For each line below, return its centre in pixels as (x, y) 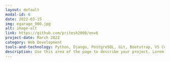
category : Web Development (34, 42)
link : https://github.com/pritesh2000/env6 (52, 33)
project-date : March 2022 (32, 38)
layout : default (22, 10)
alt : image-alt (21, 28)
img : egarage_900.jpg (28, 24)
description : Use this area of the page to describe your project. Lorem (85, 51)
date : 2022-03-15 (24, 19)
